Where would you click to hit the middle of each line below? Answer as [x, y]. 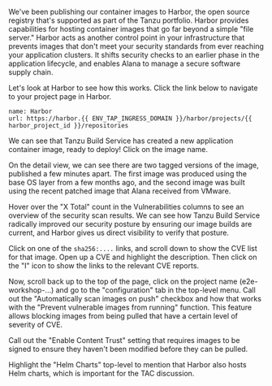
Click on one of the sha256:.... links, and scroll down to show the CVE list [133, 248]
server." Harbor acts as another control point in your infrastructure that [127, 37]
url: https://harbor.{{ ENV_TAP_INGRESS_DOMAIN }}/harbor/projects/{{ [130, 119]
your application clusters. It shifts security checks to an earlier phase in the [134, 55]
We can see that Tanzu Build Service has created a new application [121, 141]
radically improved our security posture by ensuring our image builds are [130, 224]
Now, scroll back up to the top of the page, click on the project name [123, 281]
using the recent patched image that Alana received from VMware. [120, 191]
